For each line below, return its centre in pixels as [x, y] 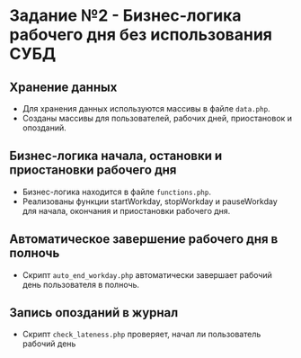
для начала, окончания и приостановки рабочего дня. [126, 210]
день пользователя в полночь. [81, 284]
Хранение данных [63, 87]
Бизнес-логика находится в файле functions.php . [116, 192]
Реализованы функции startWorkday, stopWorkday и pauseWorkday [150, 201]
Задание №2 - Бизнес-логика [125, 16]
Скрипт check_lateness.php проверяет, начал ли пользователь [142, 335]
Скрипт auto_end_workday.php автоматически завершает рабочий [147, 274]
